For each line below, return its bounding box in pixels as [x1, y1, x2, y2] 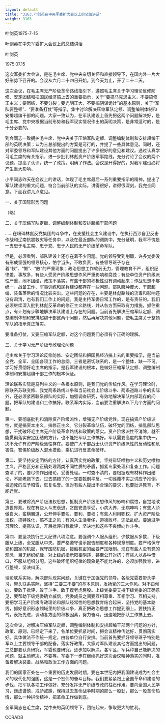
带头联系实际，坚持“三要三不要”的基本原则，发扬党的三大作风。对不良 [13, 581, 156, 587]
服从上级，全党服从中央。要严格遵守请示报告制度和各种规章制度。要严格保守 [5, 540, 160, 546]
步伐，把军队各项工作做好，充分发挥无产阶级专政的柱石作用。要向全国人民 [5, 682, 156, 688]
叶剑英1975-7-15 [5, 30, 38, 36]
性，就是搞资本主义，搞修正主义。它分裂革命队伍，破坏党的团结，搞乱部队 [5, 422, 156, 428]
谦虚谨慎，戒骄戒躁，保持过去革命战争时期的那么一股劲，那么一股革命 [13, 688, 156, 694]
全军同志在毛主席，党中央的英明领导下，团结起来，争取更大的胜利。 [5, 704, 143, 711]
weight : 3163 [5, 16, 32, 21]
